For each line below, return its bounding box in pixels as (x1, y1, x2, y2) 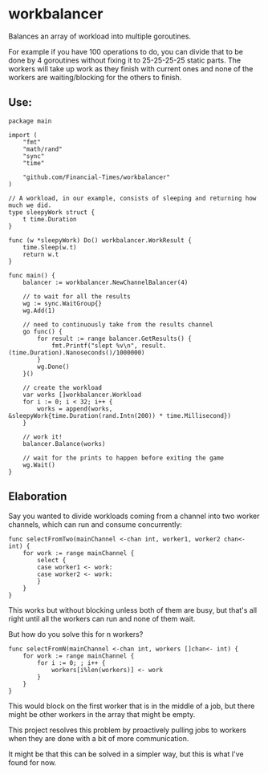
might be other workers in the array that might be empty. (8, 709, 196, 719)
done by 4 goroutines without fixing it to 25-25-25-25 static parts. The (8, 55, 242, 65)
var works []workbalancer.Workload (22, 391, 142, 399)
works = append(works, (37, 404, 113, 413)
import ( (8, 131, 38, 139)
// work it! (22, 432, 63, 441)
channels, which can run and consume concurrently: (8, 519, 183, 529)
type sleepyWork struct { (8, 208, 95, 217)
